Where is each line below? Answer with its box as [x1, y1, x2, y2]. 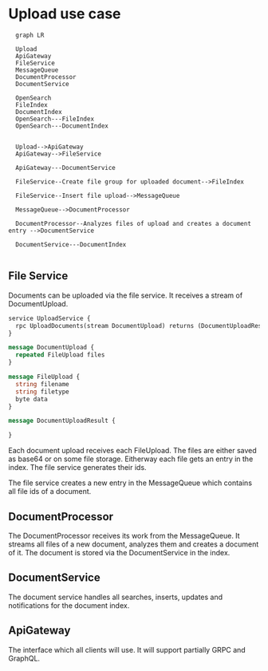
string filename [15, 380, 69, 388]
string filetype [15, 388, 69, 396]
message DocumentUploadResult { [8, 416, 116, 425]
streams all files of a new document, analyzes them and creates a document [8, 539, 259, 549]
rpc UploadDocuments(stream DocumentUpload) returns [15, 322, 195, 330]
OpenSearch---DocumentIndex [15, 121, 109, 130]
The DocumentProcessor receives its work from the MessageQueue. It [8, 531, 241, 540]
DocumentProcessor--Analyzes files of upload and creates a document [15, 219, 251, 227]
